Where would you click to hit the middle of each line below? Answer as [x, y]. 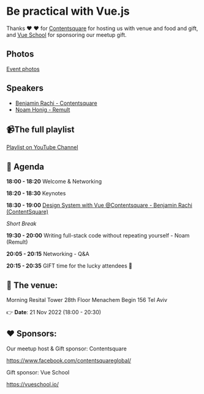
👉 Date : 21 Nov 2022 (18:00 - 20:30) [54, 312]
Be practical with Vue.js [68, 11]
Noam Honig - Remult [43, 109]
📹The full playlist [40, 129]
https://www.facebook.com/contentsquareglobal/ [69, 360]
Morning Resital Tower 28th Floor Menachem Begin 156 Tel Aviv [87, 300]
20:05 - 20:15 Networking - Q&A [48, 254]
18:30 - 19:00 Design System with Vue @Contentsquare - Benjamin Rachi [100, 205]
